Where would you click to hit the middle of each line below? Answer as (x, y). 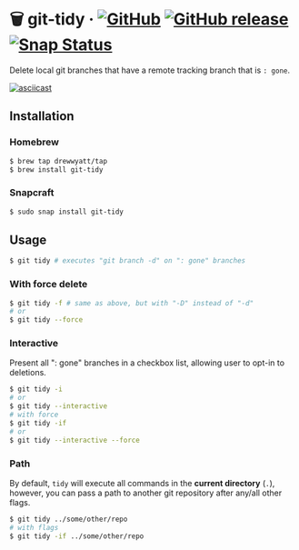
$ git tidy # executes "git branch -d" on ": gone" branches (128, 261)
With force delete (49, 285)
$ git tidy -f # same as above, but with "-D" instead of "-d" (132, 303)
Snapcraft (32, 193)
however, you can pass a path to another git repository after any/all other (146, 493)
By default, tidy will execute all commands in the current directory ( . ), (142, 483)
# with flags (34, 527)
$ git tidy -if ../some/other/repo (77, 536)
